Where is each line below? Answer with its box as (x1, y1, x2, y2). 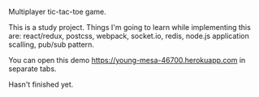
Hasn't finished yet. (8, 80, 74, 89)
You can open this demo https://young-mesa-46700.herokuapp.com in (8, 56, 246, 65)
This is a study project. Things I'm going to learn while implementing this (8, 23, 252, 32)
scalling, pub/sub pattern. (8, 40, 95, 49)
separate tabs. (8, 64, 57, 74)
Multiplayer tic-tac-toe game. (8, 7, 107, 16)
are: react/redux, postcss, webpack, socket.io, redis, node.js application (8, 32, 250, 40)
